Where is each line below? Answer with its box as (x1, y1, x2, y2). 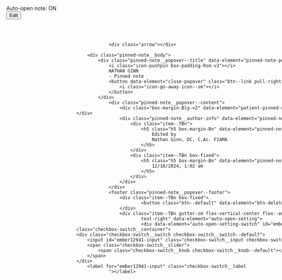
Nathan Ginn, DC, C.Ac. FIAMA (151, 136, 228, 142)
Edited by (151, 131, 177, 137)
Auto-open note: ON (6, 5, 57, 11)
